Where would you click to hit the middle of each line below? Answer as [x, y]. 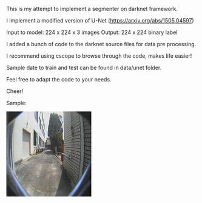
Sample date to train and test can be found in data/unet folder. [84, 67]
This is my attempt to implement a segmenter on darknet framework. [92, 9]
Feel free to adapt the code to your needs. [59, 79]
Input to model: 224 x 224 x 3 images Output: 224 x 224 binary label [92, 32]
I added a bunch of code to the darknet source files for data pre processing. [101, 44]
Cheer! [15, 91]
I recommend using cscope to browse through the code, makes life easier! [99, 56]
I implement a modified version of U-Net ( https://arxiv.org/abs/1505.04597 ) [100, 20]
